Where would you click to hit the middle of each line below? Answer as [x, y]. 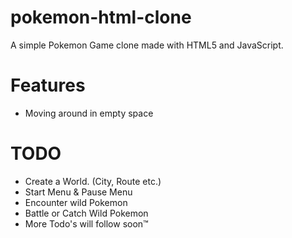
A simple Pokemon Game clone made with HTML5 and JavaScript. [147, 45]
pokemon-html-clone [101, 17]
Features [48, 85]
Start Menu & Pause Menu [78, 192]
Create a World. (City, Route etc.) [93, 181]
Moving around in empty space [89, 113]
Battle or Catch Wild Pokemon [86, 213]
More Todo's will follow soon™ [86, 223]
